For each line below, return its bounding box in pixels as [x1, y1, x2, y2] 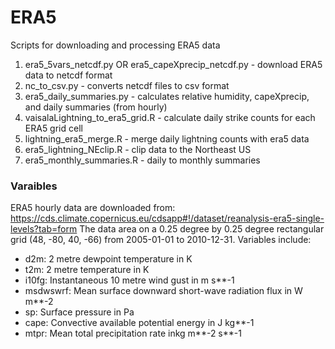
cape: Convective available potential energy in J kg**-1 [24, 317, 255, 329]
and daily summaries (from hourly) [24, 101, 168, 113]
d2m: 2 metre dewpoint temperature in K [24, 253, 193, 265]
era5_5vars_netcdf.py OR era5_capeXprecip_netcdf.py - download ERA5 [24, 58, 323, 70]
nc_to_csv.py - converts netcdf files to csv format [24, 79, 230, 91]
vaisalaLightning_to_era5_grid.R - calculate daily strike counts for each [24, 111, 316, 123]
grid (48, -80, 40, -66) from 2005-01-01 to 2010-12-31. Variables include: [10, 234, 312, 246]
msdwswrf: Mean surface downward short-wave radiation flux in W [24, 285, 303, 297]
